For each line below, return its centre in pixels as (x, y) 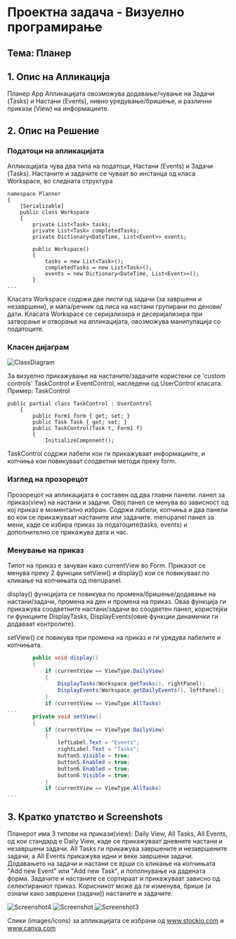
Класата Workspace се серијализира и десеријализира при (113, 314)
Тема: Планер (39, 53)
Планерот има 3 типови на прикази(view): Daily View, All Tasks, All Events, (118, 834)
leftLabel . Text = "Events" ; (98, 743)
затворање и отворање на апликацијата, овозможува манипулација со (114, 322)
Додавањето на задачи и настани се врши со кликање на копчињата (111, 864)
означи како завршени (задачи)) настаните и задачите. (90, 893)
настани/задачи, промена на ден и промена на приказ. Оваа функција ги (117, 601)
